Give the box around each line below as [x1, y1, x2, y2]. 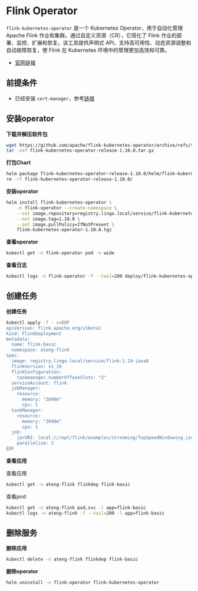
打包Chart [6, 159, 31, 166]
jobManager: [11, 385, 41, 392]
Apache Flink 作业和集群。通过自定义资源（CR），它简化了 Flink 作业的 [6, 31, 177, 39]
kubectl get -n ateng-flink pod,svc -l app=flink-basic [6, 504, 146, 511]
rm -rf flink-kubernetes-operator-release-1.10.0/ [6, 176, 133, 182]
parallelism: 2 [16, 441, 54, 446]
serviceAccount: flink [11, 380, 67, 386]
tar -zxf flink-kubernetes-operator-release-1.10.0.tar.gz [6, 147, 154, 154]
